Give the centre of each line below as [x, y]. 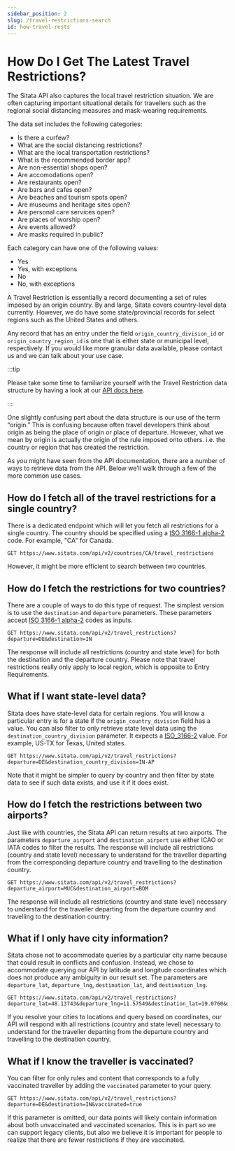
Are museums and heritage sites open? [74, 205]
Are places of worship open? [59, 220]
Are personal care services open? [66, 212]
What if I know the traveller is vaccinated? [101, 1061]
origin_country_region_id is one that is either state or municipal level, [108, 341]
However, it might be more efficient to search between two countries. [107, 566]
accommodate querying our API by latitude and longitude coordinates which [117, 970]
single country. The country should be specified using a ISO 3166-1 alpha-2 [116, 533]
